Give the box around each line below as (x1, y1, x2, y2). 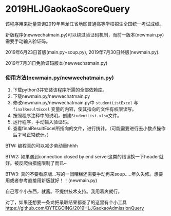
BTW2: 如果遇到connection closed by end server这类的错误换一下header (5, 154, 159, 160)
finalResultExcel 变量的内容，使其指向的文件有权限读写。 (12, 106, 137, 112)
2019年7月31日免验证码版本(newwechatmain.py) (5, 60, 108, 66)
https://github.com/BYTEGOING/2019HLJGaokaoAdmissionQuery (5, 205, 144, 211)
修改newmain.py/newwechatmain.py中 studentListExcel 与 (12, 100, 139, 106)
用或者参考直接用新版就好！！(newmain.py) (5, 177, 98, 184)
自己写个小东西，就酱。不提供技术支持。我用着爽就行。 (5, 188, 122, 194)
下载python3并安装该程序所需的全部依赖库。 (12, 87, 107, 93)
